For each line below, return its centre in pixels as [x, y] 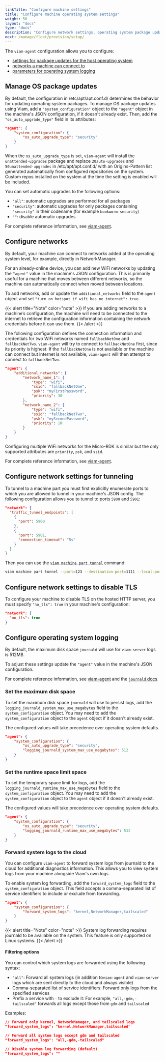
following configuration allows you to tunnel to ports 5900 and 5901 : [73, 499]
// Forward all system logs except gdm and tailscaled [62, 1036]
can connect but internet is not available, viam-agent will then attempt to [78, 354]
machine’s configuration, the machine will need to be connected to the [76, 313]
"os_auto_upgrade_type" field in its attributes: [51, 119]
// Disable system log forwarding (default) [51, 1049]
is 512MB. [15, 655]
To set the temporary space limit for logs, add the [55, 783]
